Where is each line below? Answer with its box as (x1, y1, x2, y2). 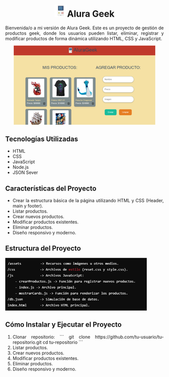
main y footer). (12, 203, 43, 209)
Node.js (12, 164, 29, 170)
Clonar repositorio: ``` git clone (12, 334, 91, 340)
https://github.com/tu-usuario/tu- (95, 334, 164, 340)
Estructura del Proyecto (5, 244, 81, 253)
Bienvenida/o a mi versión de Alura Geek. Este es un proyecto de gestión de (5, 25, 164, 31)
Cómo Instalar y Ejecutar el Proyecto (5, 321, 122, 329)
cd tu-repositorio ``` (42, 339, 83, 345)
